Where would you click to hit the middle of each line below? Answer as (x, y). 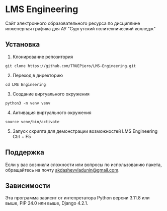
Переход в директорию (38, 75)
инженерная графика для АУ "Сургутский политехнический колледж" (80, 28)
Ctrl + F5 (22, 136)
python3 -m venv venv (28, 103)
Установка (23, 45)
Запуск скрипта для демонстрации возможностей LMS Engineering (85, 131)
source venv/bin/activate (32, 122)
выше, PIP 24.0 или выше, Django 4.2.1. (47, 203)
